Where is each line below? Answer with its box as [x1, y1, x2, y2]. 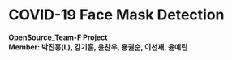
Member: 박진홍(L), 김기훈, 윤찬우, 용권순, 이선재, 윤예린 [8, 42, 188, 52]
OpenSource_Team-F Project [8, 32, 108, 42]
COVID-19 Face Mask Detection [8, 6, 225, 24]
